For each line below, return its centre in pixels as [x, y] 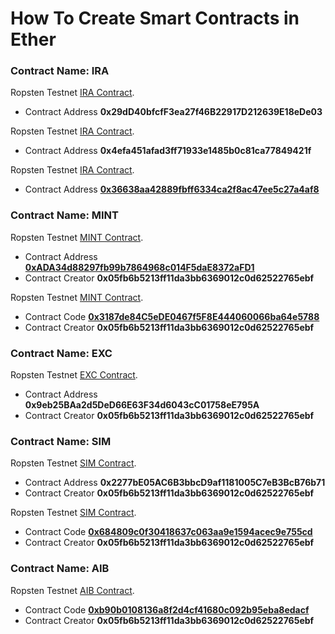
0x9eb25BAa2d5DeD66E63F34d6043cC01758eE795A [142, 405]
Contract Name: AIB [60, 569]
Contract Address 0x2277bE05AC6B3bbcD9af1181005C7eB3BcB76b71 [175, 483]
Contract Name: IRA [60, 71]
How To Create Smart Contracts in [155, 18]
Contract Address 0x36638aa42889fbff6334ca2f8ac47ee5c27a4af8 [172, 189]
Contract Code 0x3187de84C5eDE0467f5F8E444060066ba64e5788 [172, 316]
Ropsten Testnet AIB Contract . [72, 590]
